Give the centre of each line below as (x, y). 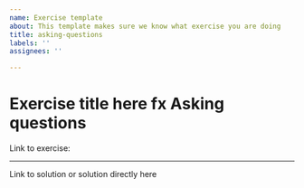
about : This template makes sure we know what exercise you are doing (145, 26)
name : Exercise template (56, 18)
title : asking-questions (56, 34)
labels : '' (30, 43)
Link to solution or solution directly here (83, 174)
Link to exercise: (40, 148)
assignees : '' (36, 52)
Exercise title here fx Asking (117, 104)
